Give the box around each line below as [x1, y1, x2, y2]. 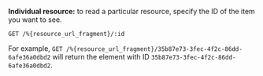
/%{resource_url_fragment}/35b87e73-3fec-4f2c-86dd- [65, 45, 243, 53]
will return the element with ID [52, 52, 150, 61]
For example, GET [8, 44, 63, 53]
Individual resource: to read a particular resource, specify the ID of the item [8, 7, 256, 16]
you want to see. [8, 15, 62, 24]
